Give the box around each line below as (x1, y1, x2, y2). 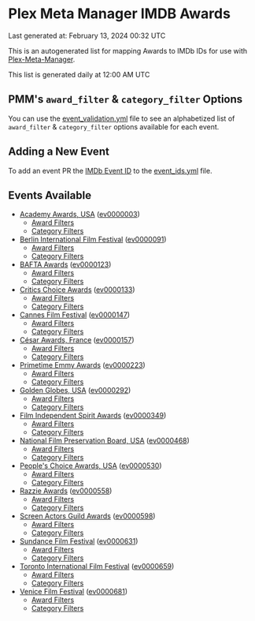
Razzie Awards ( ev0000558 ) (19, 486, 113, 496)
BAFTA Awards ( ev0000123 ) (19, 260, 112, 269)
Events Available (8, 189, 92, 202)
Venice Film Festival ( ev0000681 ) (19, 587, 128, 597)
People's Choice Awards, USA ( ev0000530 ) (19, 461, 162, 470)
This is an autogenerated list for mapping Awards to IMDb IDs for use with (8, 46, 248, 55)
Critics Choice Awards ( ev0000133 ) (19, 285, 135, 294)
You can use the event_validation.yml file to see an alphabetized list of (8, 114, 235, 123)
